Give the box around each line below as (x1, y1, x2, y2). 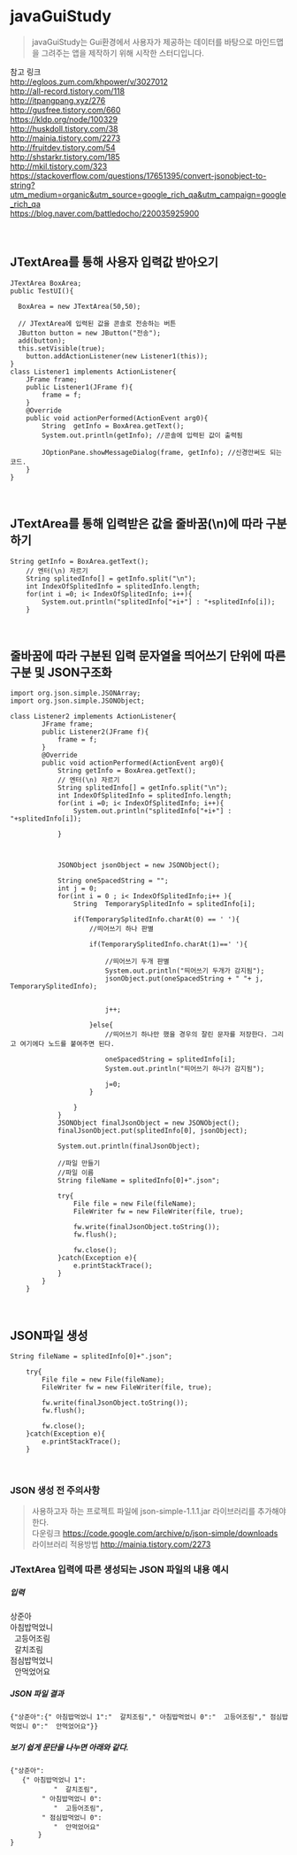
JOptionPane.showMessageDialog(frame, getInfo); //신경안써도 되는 (42, 448, 282, 457)
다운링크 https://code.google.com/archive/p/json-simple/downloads (31, 1528, 278, 1539)
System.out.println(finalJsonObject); (57, 1142, 201, 1151)
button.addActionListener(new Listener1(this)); (26, 351, 209, 360)
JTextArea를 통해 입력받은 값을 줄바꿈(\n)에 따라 (10, 516, 263, 532)
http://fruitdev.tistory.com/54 (10, 142, 116, 152)
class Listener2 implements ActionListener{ (10, 712, 177, 721)
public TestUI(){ (10, 286, 74, 296)
